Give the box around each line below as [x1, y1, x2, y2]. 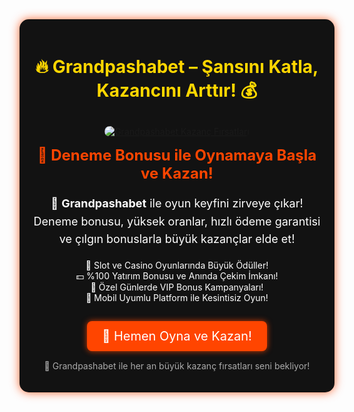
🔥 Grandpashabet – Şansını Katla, [35, 56, 319, 78]
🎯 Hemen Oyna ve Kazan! [102, 328, 252, 345]
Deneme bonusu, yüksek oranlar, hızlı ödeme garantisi [33, 214, 321, 228]
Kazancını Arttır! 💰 [96, 79, 258, 102]
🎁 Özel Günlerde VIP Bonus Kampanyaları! [90, 281, 264, 293]
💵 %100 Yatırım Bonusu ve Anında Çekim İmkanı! [75, 270, 279, 282]
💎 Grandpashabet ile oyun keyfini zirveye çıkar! [50, 196, 304, 210]
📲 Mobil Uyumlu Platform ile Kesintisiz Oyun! [85, 292, 269, 304]
